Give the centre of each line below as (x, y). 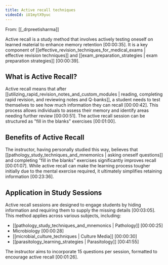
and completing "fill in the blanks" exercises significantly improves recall (81, 160)
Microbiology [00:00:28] (38, 231)
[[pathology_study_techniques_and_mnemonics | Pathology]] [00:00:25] (88, 225)
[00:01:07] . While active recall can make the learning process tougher (78, 166)
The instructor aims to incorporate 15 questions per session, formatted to (81, 251)
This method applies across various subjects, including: (63, 215)
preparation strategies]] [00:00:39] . (43, 61)
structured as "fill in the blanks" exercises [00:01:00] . (61, 121)
